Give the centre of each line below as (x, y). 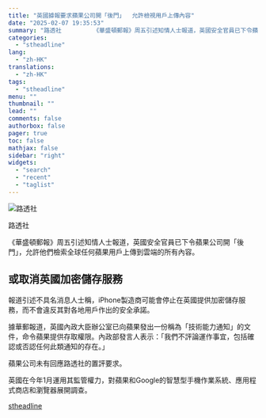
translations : (32, 67)
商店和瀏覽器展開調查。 (53, 389)
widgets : (23, 163)
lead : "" (23, 112)
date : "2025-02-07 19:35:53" (56, 23)
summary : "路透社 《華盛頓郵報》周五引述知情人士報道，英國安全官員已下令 (130, 30)
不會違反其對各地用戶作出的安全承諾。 (91, 310)
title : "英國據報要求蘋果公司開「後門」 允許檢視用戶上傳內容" (102, 15)
